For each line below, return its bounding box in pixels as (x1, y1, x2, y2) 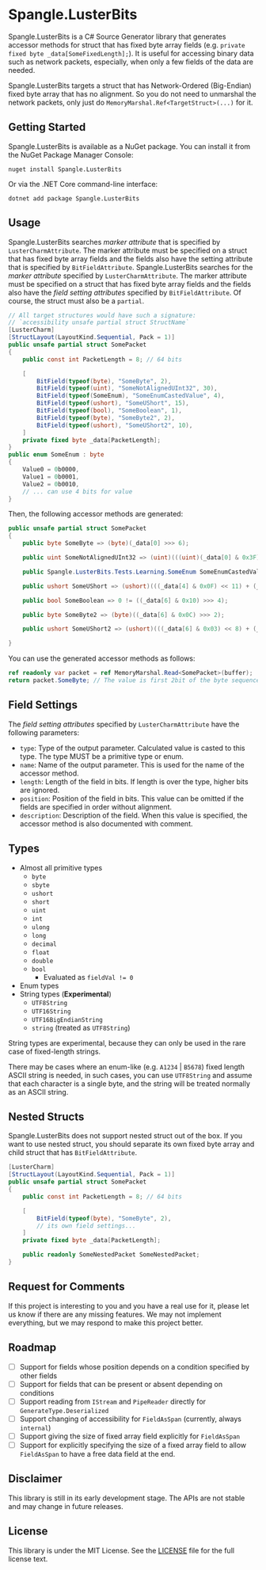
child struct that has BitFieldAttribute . (8, 1148, 138, 1157)
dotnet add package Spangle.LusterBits (8, 194, 140, 203)
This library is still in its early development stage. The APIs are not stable (8, 1493, 245, 1503)
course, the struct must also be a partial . (8, 295, 145, 306)
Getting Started (8, 120, 86, 134)
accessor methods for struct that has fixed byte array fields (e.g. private (8, 40, 245, 49)
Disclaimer (8, 1472, 63, 1486)
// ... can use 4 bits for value (22, 487, 133, 496)
